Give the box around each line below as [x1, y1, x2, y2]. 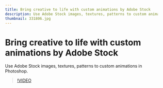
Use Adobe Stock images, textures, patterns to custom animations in [5, 63, 142, 69]
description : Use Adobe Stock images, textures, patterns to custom [5, 12, 147, 16]
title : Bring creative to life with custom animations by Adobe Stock [5, 7, 151, 12]
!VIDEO [16, 78, 32, 84]
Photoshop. [5, 68, 28, 74]
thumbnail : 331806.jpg [5, 16, 51, 21]
